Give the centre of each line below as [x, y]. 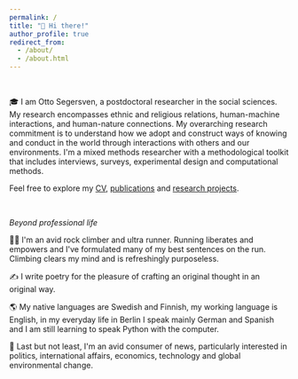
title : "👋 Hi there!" [49, 26]
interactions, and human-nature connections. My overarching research [138, 124]
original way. [32, 289]
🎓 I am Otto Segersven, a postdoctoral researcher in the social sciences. [143, 102]
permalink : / [33, 17]
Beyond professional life [54, 222]
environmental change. [51, 365]
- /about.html [43, 59]
